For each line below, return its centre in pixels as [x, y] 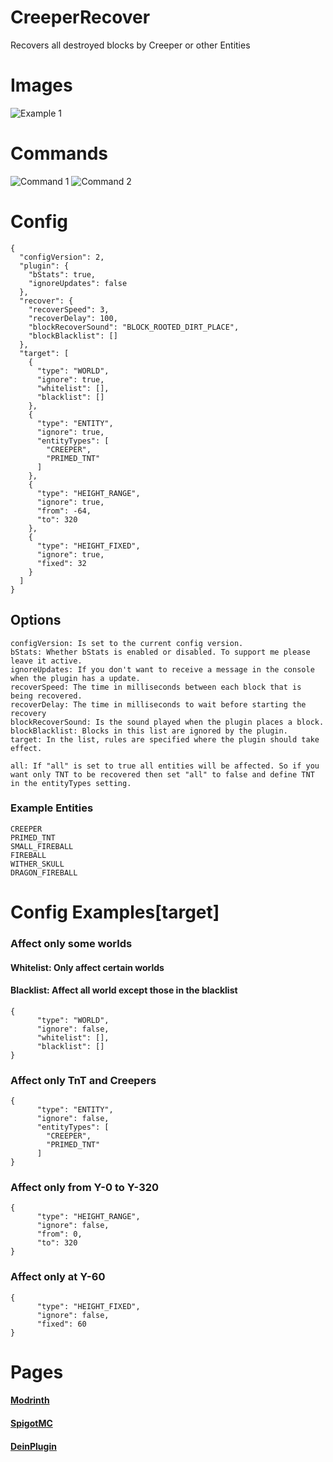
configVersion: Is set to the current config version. [127, 643]
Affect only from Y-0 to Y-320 [85, 1187]
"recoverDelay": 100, [73, 318]
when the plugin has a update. [75, 678]
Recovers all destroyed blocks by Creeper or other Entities [130, 45]
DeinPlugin [33, 1446]
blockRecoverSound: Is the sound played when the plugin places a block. [167, 722]
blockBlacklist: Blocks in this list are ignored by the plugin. [149, 731]
